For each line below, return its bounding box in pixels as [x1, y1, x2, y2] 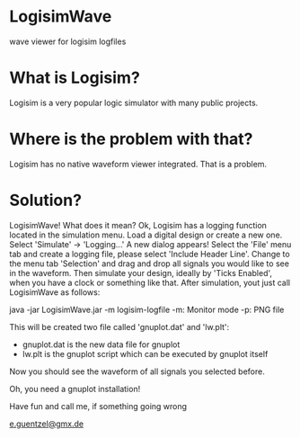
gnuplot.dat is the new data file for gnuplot [22, 339, 181, 350]
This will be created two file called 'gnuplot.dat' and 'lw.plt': [9, 321, 230, 332]
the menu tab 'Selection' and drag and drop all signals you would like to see [9, 258, 290, 269]
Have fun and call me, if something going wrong [9, 400, 187, 411]
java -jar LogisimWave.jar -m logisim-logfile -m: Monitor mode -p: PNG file [9, 304, 285, 315]
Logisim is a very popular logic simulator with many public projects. [9, 97, 259, 108]
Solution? [9, 191, 83, 210]
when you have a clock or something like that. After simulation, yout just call [9, 277, 291, 288]
